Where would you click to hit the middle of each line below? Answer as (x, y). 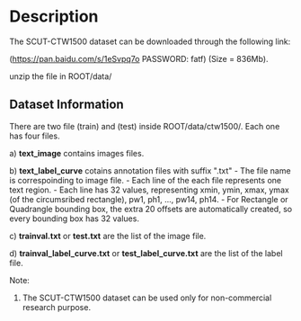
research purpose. (57, 307)
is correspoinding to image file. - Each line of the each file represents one (145, 180)
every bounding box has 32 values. (74, 218)
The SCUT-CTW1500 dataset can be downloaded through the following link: (150, 41)
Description (54, 17)
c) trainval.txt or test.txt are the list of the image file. (108, 236)
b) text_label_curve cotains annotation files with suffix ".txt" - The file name (150, 170)
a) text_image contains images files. (77, 153)
